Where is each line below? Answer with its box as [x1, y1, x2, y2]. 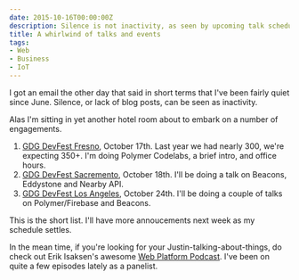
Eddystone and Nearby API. [21, 178, 125, 189]
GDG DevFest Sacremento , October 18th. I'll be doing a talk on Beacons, [21, 169, 287, 179]
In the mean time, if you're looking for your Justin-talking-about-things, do [9, 242, 282, 252]
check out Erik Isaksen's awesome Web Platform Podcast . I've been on [9, 251, 270, 261]
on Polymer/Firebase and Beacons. [21, 197, 151, 208]
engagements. [9, 123, 62, 134]
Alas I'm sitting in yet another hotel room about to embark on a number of [9, 113, 279, 125]
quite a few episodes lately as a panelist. [9, 260, 158, 271]
